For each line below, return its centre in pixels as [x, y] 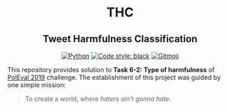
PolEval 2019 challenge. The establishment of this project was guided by [114, 77]
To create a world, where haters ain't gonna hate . [98, 99]
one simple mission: [37, 85]
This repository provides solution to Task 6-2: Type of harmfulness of [111, 70]
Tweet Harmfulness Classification [120, 39]
